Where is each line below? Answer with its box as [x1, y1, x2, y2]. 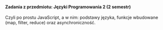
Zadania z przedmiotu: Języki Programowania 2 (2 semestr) [5, 4, 131, 10]
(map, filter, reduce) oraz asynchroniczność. [5, 20, 96, 26]
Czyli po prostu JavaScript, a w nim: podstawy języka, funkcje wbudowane [5, 15, 159, 20]
